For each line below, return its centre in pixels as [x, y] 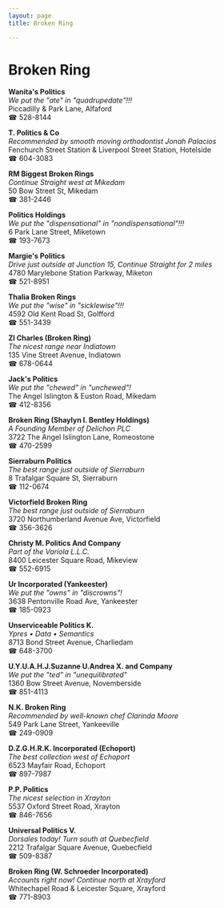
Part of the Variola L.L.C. [49, 552]
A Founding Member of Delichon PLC [69, 428]
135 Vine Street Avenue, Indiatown [65, 355]
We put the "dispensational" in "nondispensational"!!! [96, 223]
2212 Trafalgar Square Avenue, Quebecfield [80, 848]
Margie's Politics [37, 256]
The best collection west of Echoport [69, 757]
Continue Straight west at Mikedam [67, 183]
